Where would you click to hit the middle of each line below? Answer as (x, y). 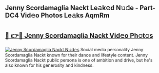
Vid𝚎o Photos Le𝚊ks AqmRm (65, 16)
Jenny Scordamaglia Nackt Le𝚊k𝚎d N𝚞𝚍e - (72, 8)
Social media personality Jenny (112, 50)
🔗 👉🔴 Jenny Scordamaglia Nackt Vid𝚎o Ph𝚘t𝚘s (79, 36)
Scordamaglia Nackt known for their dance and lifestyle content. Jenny (76, 55)
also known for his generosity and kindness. (49, 65)
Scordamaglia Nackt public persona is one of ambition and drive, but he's (79, 60)
